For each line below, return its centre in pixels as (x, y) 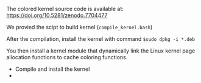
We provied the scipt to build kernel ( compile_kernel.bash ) (79, 27)
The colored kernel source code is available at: (65, 9)
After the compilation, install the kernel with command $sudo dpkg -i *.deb (100, 39)
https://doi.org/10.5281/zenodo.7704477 (57, 15)
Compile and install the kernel (52, 69)
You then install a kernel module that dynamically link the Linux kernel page (101, 51)
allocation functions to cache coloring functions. (67, 57)
